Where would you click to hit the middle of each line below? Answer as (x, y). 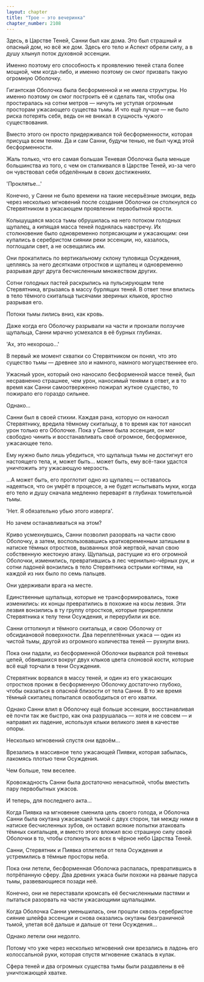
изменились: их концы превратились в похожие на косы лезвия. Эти (96, 603)
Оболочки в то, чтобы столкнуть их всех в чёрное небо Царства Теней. (99, 838)
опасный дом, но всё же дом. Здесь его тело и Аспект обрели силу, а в (100, 47)
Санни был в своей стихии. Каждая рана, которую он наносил (88, 418)
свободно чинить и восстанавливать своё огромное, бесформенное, (97, 437)
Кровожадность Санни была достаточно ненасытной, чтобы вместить (98, 782)
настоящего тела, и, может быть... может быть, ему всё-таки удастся (97, 461)
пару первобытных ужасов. (42, 789)
